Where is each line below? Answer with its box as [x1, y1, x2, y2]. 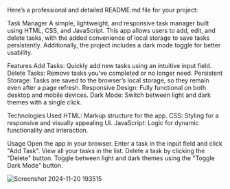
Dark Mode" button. [7, 162, 63, 169]
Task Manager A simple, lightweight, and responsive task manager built [7, 19, 209, 27]
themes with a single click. [7, 98, 82, 106]
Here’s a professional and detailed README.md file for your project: [7, 6, 198, 14]
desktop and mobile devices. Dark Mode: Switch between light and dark [7, 91, 211, 99]
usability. [7, 48, 33, 56]
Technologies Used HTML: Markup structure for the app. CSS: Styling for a [7, 111, 219, 120]
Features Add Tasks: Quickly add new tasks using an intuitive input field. [7, 62, 212, 69]
